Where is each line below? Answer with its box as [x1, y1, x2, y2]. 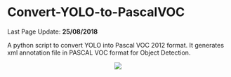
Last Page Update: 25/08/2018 [7, 27, 98, 36]
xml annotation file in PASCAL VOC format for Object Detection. [7, 48, 191, 57]
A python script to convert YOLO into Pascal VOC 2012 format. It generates [7, 41, 225, 49]
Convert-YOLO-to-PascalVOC [7, 4, 185, 20]
